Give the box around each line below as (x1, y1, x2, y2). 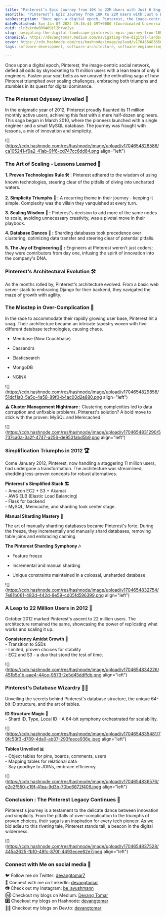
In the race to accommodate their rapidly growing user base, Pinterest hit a (5, 315, 158, 321)
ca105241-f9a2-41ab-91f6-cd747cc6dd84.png (5, 148, 100, 154)
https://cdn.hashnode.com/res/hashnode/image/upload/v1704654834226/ (6, 667, 160, 672)
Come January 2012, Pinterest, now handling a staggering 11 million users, (5, 460, 156, 466)
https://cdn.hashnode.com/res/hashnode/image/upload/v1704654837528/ (6, 844, 159, 849)
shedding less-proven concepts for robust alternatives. (5, 471, 118, 477)
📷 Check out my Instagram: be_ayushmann (5, 885, 94, 891)
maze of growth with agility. (5, 292, 62, 298)
